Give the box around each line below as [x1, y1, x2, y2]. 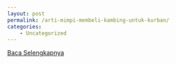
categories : [7, 23, 42, 30]
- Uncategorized [19, 29, 67, 37]
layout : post [7, 10, 45, 17]
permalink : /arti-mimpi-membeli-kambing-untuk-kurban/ [7, 17, 170, 24]
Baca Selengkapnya [7, 49, 65, 57]
